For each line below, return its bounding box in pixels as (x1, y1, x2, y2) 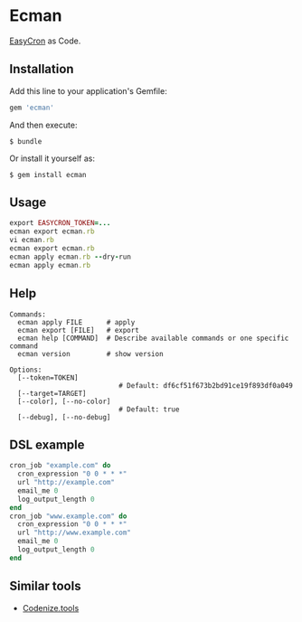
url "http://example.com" (17, 478, 116, 487)
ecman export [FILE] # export (17, 325, 140, 335)
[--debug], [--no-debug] (17, 412, 111, 421)
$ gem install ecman (9, 170, 88, 179)
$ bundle (9, 137, 42, 146)
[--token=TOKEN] (17, 372, 79, 382)
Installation (9, 61, 74, 77)
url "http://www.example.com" (17, 528, 131, 538)
